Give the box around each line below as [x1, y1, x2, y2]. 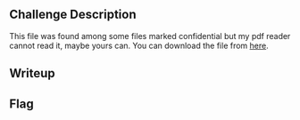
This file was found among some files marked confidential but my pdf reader [9, 30, 291, 41]
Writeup [9, 66, 55, 81]
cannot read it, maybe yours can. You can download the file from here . [9, 40, 270, 51]
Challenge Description [9, 7, 137, 22]
